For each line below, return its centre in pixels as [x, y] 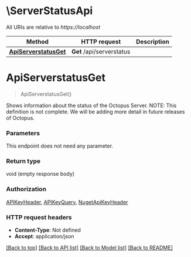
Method [37, 41]
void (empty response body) [40, 174]
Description [153, 41]
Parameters [23, 133]
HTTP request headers [39, 217]
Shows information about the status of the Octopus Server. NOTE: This [91, 105]
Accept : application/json [44, 236]
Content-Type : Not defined [47, 230]
